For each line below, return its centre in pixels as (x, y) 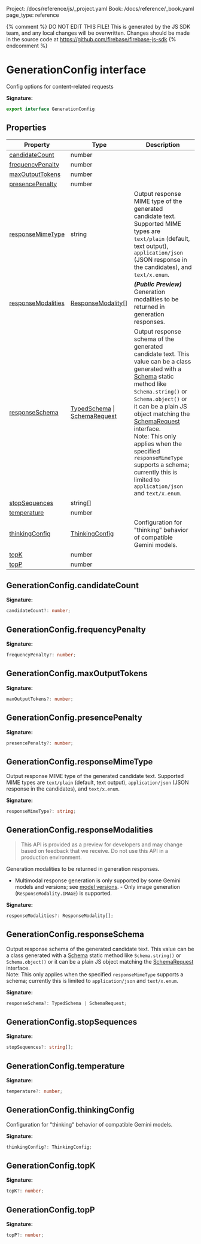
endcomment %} (27, 46)
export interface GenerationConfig (51, 109)
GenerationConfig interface (76, 70)
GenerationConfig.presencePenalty (74, 718)
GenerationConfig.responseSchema (75, 935)
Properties (26, 128)
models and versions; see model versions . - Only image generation (98, 886)
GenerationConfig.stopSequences (72, 1021)
